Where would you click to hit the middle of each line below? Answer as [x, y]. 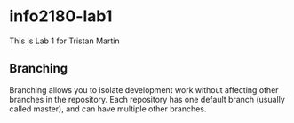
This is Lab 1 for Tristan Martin [64, 41]
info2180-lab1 [61, 16]
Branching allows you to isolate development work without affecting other [144, 89]
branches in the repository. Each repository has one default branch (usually [147, 99]
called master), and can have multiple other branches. [108, 109]
